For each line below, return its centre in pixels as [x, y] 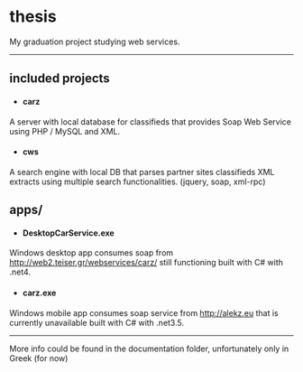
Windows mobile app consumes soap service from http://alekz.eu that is [144, 312]
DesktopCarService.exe [68, 233]
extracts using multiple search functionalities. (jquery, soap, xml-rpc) [138, 181]
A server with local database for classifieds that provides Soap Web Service [150, 121]
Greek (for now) [39, 358]
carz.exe [39, 293]
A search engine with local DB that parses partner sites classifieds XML [142, 172]
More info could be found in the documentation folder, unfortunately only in [149, 349]
